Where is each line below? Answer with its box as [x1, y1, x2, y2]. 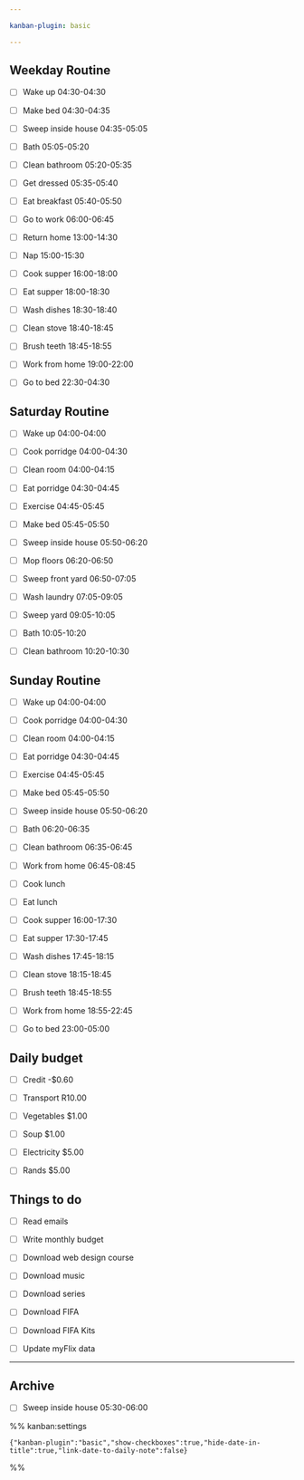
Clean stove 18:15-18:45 [22, 968, 111, 979]
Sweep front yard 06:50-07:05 [22, 572, 137, 584]
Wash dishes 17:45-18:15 [22, 950, 115, 961]
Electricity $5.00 [22, 1147, 84, 1158]
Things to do [9, 1192, 82, 1207]
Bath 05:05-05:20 [22, 141, 90, 152]
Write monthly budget [22, 1234, 104, 1245]
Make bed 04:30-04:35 [22, 105, 110, 116]
